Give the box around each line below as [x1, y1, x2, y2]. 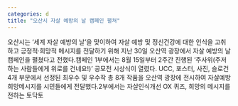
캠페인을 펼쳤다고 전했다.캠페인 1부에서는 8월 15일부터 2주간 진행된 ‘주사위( [7, 55, 215, 64]
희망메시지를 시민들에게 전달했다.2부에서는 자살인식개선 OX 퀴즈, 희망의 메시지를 [7, 82, 231, 90]
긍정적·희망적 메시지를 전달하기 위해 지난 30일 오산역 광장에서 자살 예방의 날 [20, 46, 231, 55]
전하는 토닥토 [7, 90, 44, 100]
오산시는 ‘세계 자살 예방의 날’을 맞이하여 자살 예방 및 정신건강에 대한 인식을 [7, 37, 213, 46]
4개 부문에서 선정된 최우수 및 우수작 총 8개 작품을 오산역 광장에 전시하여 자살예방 [7, 73, 231, 82]
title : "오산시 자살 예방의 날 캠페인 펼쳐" [7, 17, 121, 24]
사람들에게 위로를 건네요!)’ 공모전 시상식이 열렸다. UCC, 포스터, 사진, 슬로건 [20, 64, 229, 73]
